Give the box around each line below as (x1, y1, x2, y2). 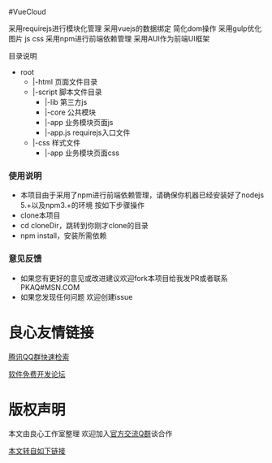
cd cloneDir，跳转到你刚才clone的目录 (19, 221, 149, 231)
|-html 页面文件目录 (32, 77, 98, 86)
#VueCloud (8, 7, 46, 16)
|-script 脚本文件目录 (32, 87, 102, 97)
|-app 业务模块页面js (44, 118, 114, 127)
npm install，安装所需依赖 (19, 231, 107, 240)
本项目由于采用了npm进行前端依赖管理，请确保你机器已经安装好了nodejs (19, 190, 265, 200)
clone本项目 (19, 210, 61, 220)
